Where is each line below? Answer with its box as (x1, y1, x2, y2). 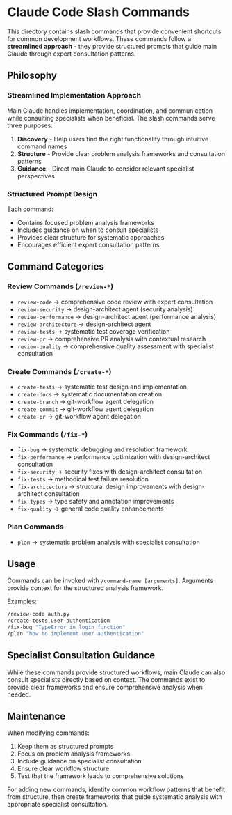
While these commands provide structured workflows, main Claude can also (7, 668, 226, 676)
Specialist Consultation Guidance (7, 649, 156, 662)
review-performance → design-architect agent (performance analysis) (17, 312, 217, 320)
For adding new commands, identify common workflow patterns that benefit (7, 785, 226, 794)
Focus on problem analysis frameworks (17, 750, 131, 758)
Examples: (7, 597, 37, 606)
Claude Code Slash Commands (7, 4, 190, 20)
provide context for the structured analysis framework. (7, 584, 164, 592)
